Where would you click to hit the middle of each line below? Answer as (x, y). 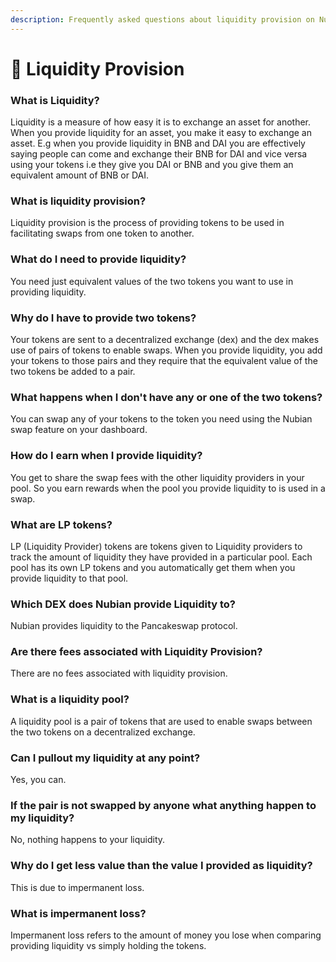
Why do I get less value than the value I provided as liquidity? (161, 866)
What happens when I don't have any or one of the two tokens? (166, 397)
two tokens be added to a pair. (73, 371)
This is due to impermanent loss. (77, 887)
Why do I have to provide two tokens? (103, 318)
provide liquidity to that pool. (69, 578)
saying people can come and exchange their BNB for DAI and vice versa (159, 154)
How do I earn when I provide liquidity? (106, 456)
